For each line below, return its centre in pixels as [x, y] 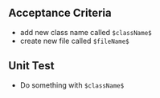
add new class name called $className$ [86, 32]
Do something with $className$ [72, 85]
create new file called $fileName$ [75, 41]
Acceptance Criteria [60, 13]
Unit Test [31, 66]
